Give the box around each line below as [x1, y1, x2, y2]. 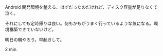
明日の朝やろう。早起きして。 [5, 37, 65, 42]
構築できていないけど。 [9, 27, 56, 32]
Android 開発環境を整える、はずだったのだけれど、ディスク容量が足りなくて [5, 4, 158, 10]
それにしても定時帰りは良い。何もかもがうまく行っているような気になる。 [5, 21, 154, 26]
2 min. [5, 46, 18, 52]
